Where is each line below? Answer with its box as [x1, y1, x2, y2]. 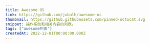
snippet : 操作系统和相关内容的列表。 [5, 21, 76, 27]
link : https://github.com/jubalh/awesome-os [5, 12, 102, 17]
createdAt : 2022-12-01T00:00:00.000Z [5, 31, 86, 36]
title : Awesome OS [5, 7, 45, 13]
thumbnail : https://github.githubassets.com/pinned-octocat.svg [5, 17, 145, 22]
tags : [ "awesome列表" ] [5, 26, 52, 31]
